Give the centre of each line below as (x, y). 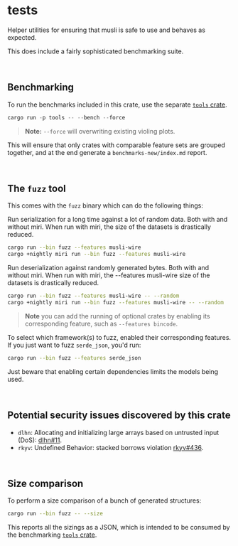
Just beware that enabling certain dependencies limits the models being (113, 371)
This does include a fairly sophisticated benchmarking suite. (96, 51)
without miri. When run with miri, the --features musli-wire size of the (109, 275)
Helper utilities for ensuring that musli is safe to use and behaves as (107, 30)
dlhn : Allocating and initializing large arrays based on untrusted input (118, 432)
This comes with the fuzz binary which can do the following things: (106, 205)
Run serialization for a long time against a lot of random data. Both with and (118, 220)
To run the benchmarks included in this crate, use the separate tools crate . (117, 105)
